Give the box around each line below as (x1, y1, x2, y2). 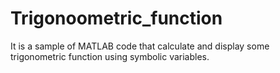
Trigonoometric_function (10, 7, 223, 30)
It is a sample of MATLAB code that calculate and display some (10, 40, 270, 52)
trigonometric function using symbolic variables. (10, 50, 210, 62)
